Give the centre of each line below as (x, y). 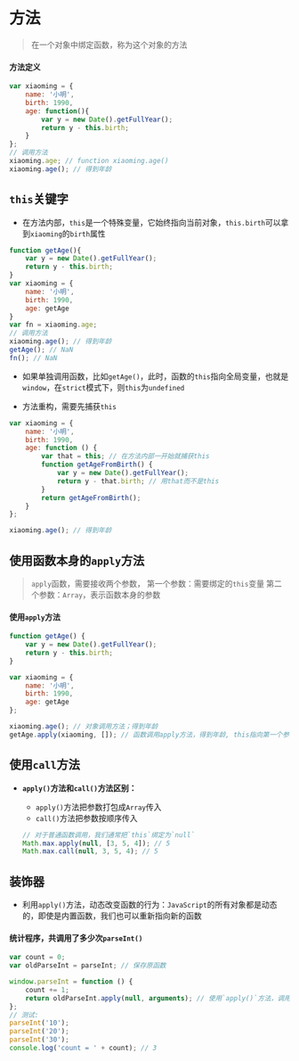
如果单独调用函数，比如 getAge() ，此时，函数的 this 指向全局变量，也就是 (155, 376)
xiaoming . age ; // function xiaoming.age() (89, 161)
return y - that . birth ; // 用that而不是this (138, 481)
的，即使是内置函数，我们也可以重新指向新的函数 (112, 916)
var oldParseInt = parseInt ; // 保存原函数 (88, 966)
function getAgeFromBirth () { (97, 465)
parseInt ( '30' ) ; (39, 1040)
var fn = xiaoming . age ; (53, 325)
